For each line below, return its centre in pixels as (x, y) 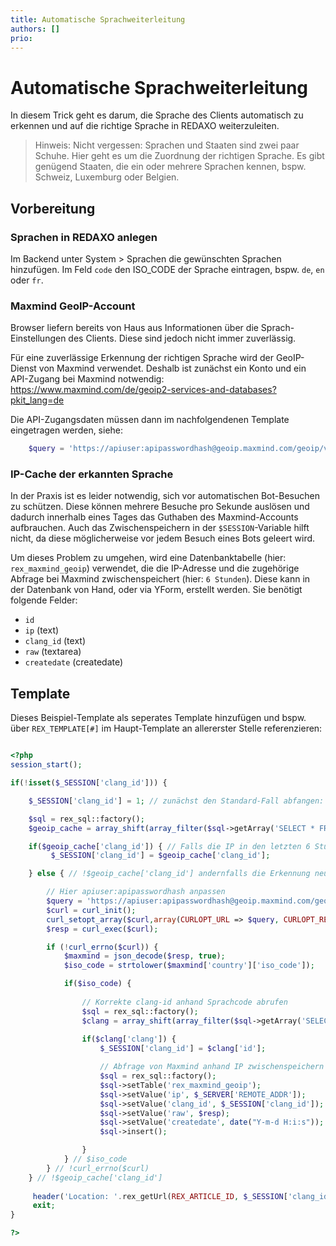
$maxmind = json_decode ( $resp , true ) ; (144, 956)
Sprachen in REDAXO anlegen (84, 237)
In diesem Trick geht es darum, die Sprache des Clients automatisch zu (157, 115)
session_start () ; (46, 765)
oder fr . (27, 280)
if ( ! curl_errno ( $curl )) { (102, 947)
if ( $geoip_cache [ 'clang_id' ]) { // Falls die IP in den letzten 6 (169, 846)
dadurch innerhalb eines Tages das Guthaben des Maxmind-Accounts (154, 517)
